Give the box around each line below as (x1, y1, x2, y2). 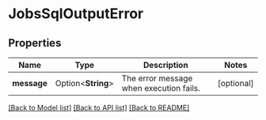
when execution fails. (121, 83, 200, 93)
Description (142, 60, 188, 70)
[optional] (217, 78, 254, 88)
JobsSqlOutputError (8, 5, 144, 23)
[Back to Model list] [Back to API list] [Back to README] (8, 103, 190, 112)
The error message (121, 73, 193, 84)
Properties (8, 36, 62, 50)
